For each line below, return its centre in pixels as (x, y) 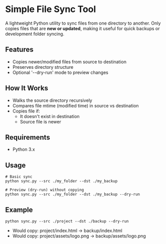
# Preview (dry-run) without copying (45, 190)
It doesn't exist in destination (50, 116)
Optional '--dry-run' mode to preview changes (60, 72)
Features (19, 49)
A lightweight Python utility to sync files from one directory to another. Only (83, 23)
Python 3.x (24, 150)
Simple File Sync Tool (51, 9)
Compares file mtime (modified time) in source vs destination (75, 105)
